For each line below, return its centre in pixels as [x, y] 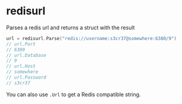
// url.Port [21, 44]
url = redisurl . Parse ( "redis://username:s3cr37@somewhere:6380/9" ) [92, 38]
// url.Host [21, 66]
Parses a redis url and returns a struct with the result [70, 27]
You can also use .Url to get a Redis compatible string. [73, 94]
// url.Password [26, 78]
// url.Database [26, 55]
